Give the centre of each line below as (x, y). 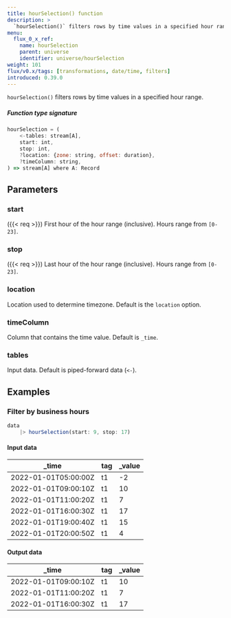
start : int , (36, 143)
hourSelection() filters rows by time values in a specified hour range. (106, 97)
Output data (25, 552)
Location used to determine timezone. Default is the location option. (104, 305)
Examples (29, 392)
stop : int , (35, 149)
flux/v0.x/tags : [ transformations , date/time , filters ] (89, 71)
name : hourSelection (49, 45)
